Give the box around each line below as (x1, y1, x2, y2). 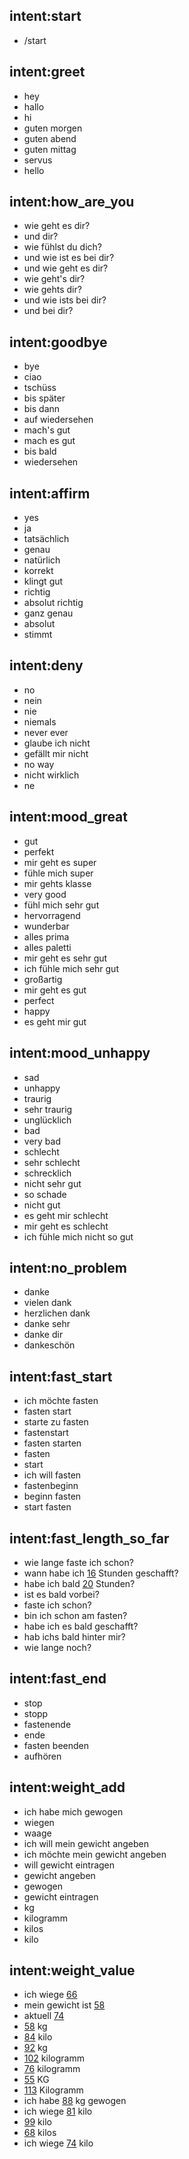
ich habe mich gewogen (23, 1805, 124, 1818)
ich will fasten (23, 1469, 82, 1481)
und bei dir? (23, 305, 74, 317)
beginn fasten (23, 1490, 82, 1503)
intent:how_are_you (9, 194, 135, 211)
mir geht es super (23, 856, 97, 868)
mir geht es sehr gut (23, 952, 108, 964)
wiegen (23, 1816, 55, 1828)
